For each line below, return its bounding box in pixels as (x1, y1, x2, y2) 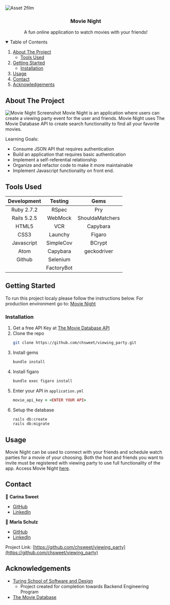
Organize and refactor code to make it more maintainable (12, 162, 133, 168)
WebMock (47, 214, 72, 222)
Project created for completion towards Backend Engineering (20, 583, 149, 589)
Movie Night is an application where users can (62, 110, 160, 116)
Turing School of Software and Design (12, 577, 93, 584)
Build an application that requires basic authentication (12, 151, 126, 158)
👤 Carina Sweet (5, 493, 39, 500)
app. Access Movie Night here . (5, 465, 70, 472)
